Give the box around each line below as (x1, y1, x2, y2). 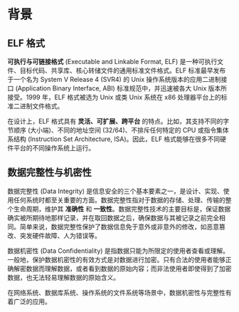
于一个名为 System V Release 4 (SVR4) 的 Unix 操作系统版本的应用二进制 (7, 76, 222, 83)
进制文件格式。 (19, 102, 64, 110)
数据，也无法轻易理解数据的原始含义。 (7, 273, 119, 281)
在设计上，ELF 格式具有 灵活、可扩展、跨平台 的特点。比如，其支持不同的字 (7, 117, 230, 125)
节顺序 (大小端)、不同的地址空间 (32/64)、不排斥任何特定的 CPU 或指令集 (7, 126, 223, 134)
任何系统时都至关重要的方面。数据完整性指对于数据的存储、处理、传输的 (13, 195, 225, 204)
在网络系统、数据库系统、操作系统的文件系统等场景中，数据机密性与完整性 (7, 288, 225, 296)
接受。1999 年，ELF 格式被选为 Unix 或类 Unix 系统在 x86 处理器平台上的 (7, 93, 222, 101)
